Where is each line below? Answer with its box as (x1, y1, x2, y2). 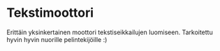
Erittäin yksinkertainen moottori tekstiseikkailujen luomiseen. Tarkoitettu (6, 28, 214, 36)
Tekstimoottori (6, 5, 94, 21)
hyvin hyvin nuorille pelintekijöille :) (6, 35, 108, 43)
